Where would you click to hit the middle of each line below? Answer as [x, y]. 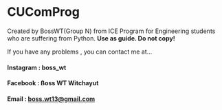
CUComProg [44, 12]
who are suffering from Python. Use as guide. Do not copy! [91, 38]
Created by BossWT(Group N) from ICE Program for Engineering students [111, 31]
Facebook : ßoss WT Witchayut [53, 83]
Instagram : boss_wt [37, 67]
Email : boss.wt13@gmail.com [51, 99]
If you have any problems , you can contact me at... [80, 52]
